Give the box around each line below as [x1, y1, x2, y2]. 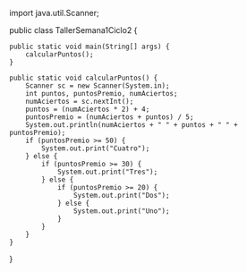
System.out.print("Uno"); [72, 207, 170, 216]
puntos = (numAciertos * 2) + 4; [25, 105, 150, 114]
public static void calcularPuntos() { [9, 73, 158, 82]
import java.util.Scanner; [9, 8, 100, 18]
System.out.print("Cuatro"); [41, 144, 150, 153]
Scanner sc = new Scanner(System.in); [25, 81, 170, 90]
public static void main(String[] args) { [9, 42, 170, 51]
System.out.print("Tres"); [56, 167, 158, 176]
